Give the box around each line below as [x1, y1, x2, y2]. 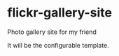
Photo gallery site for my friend [7, 28, 97, 36]
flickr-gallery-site [7, 5, 112, 21]
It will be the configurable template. [7, 41, 110, 49]
